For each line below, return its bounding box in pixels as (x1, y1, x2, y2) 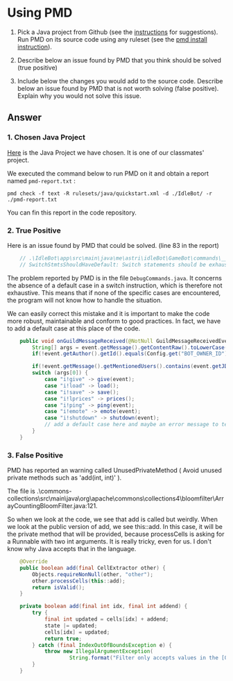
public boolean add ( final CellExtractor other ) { (19, 564, 166, 571)
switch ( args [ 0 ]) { (32, 369, 89, 376)
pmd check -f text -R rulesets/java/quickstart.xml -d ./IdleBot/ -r (7, 190, 213, 197)
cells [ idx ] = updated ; (44, 628, 110, 636)
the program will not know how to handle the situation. (7, 296, 163, 304)
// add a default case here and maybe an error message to (44, 421, 218, 428)
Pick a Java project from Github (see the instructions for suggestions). (17, 28, 218, 36)
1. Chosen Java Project (7, 133, 85, 142)
